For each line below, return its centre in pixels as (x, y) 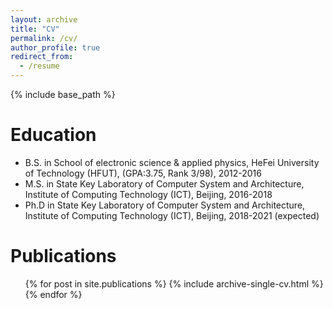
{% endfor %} (53, 294)
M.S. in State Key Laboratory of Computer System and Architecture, (164, 183)
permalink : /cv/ (44, 38)
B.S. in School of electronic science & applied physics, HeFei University (172, 162)
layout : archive (44, 19)
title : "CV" (35, 29)
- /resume (39, 66)
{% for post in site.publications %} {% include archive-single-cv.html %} (174, 283)
